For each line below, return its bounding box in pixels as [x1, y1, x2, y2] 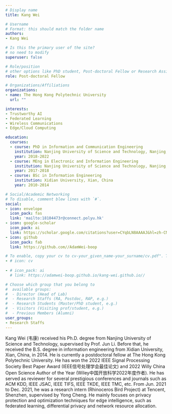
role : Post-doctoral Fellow [5, 73, 66, 79]
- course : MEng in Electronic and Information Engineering [10, 159, 139, 164]
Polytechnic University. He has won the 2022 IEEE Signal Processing [5, 357, 150, 363]
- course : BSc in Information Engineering [10, 173, 102, 178]
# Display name [5, 7, 38, 13]
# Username [5, 22, 29, 27]
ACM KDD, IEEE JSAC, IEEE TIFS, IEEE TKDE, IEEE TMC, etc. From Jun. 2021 [5, 381, 166, 387]
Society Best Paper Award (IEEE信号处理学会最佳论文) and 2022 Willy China [5, 363, 165, 369]
